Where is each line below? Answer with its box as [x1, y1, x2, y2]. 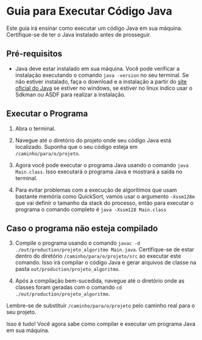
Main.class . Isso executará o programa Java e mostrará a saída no [15, 168, 183, 175]
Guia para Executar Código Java [6, 4, 173, 18]
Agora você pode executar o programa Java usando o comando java [15, 161, 189, 168]
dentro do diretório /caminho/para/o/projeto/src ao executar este [15, 252, 181, 260]
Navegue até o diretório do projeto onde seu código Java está [15, 136, 171, 144]
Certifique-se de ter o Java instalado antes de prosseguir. [6, 31, 151, 38]
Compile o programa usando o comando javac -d [15, 239, 140, 247]
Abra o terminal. [15, 125, 56, 132]
